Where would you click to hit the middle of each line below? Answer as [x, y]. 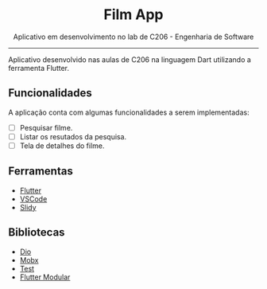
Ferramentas [41, 172]
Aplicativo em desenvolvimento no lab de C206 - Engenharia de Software [133, 37]
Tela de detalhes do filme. [62, 146]
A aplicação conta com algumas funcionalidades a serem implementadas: [129, 112]
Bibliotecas [37, 232]
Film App [133, 15]
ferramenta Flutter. [39, 68]
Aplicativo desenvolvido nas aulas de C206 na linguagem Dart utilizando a [130, 59]
